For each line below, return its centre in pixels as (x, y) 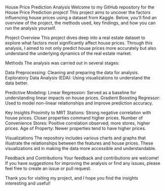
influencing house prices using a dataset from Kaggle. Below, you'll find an (81, 18)
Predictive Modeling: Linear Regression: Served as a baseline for (71, 93)
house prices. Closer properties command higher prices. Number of (74, 118)
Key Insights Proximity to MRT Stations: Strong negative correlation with (78, 113)
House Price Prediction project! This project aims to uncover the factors (78, 12)
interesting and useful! (28, 183)
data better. (17, 83)
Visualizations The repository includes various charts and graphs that (76, 138)
